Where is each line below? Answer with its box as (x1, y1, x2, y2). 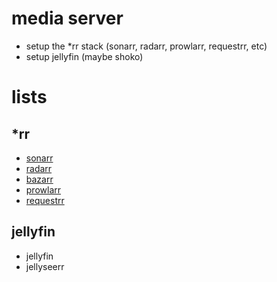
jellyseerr (25, 260, 65, 272)
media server (11, 7, 124, 30)
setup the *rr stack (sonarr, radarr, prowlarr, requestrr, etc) (25, 40, 268, 52)
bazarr (25, 173, 54, 185)
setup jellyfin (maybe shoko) (25, 50, 144, 62)
